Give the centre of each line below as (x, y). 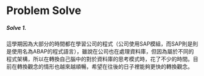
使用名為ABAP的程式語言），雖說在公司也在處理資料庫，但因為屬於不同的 (103, 52)
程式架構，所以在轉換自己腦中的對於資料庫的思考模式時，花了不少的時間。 (100, 59)
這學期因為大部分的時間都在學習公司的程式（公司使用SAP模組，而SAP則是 (100, 44)
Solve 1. (16, 27)
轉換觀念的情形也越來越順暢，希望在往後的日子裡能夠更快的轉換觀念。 (105, 67)
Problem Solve (44, 11)
